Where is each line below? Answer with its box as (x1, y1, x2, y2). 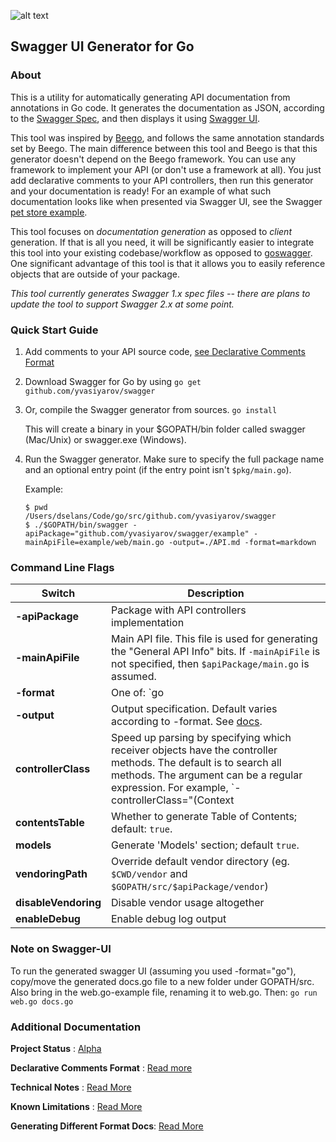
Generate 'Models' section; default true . (111, 838, 300, 852)
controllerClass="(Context (111, 793, 235, 807)
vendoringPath (15, 867, 88, 881)
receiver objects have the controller (111, 743, 278, 757)
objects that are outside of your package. (10, 268, 180, 280)
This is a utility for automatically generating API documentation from (10, 91, 291, 103)
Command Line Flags (10, 560, 115, 574)
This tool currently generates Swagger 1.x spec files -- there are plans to (10, 287, 311, 299)
